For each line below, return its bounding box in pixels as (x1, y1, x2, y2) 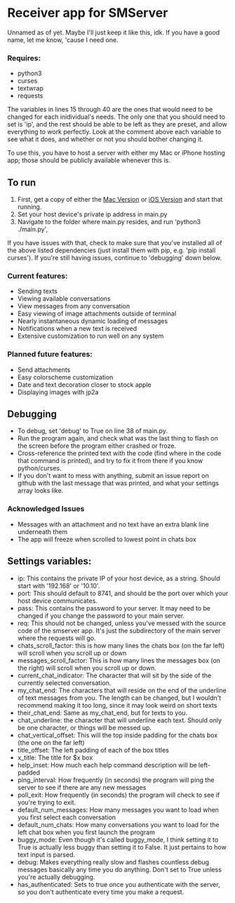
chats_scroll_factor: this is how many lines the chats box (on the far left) (17, 641, 225, 649)
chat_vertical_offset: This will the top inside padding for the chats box (17, 731, 218, 739)
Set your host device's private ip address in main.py (17, 210, 168, 219)
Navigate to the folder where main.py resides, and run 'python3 (17, 218, 201, 226)
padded (17, 768, 41, 777)
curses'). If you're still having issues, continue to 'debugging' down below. (7, 254, 222, 262)
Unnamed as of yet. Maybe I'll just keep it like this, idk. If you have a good (7, 28, 220, 37)
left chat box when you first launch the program (17, 828, 156, 836)
